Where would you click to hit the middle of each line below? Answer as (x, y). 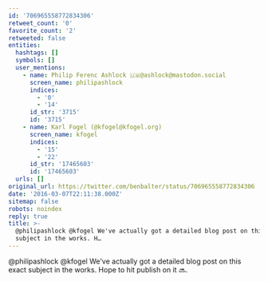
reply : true (28, 216)
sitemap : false (33, 201)
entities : (25, 46)
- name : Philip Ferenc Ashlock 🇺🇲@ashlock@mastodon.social (124, 75)
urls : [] (30, 179)
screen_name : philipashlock (76, 82)
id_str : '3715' (55, 113)
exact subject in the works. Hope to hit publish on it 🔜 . (98, 269)
